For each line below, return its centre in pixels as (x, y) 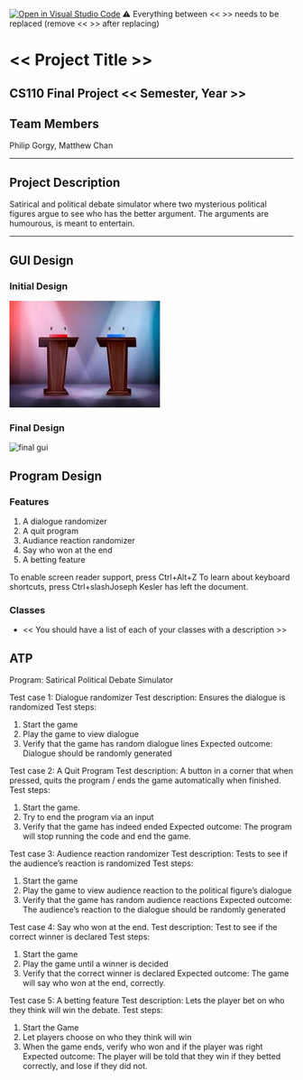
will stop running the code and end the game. (106, 836)
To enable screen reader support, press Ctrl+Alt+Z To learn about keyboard (150, 577)
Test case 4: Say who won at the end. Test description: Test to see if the (143, 926)
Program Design (55, 475)
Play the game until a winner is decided (95, 964)
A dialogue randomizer (64, 521)
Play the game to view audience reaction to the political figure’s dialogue (157, 890)
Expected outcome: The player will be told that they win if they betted (151, 1056)
